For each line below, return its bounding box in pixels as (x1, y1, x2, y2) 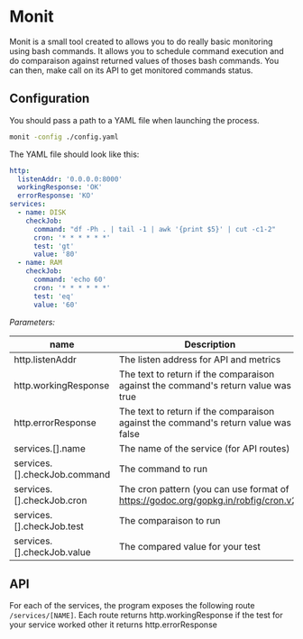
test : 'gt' (32, 242, 75, 251)
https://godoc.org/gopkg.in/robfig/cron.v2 (118, 494, 298, 507)
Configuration (9, 91, 90, 106)
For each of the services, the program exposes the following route (9, 600, 255, 611)
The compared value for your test (118, 540, 262, 552)
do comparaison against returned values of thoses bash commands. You (9, 55, 280, 66)
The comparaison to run (118, 514, 221, 526)
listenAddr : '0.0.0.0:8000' (17, 174, 124, 184)
